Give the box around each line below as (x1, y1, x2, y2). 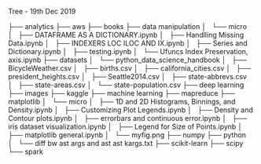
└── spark (8, 147, 43, 156)
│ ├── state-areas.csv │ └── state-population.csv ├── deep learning (8, 80, 244, 89)
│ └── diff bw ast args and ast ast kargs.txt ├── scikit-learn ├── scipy (8, 139, 244, 148)
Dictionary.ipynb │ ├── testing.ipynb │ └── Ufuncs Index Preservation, (8, 47, 248, 56)
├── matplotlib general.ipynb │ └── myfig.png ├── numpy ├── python (8, 130, 246, 140)
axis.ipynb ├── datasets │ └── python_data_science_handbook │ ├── (8, 55, 247, 64)
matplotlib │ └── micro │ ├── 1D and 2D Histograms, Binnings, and (8, 97, 236, 106)
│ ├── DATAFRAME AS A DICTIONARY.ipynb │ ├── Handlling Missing (8, 31, 244, 39)
